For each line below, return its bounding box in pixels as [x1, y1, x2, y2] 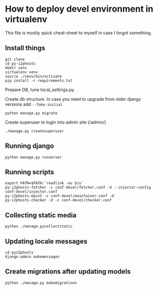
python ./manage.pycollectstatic [5, 224, 73, 229]
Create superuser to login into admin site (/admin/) [5, 119, 106, 125]
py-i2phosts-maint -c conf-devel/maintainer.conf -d [5, 194, 114, 199]
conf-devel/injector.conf [5, 189, 57, 194]
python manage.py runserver [5, 155, 62, 160]
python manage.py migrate [5, 110, 57, 115]
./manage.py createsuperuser [5, 128, 64, 133]
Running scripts [5, 168, 54, 176]
